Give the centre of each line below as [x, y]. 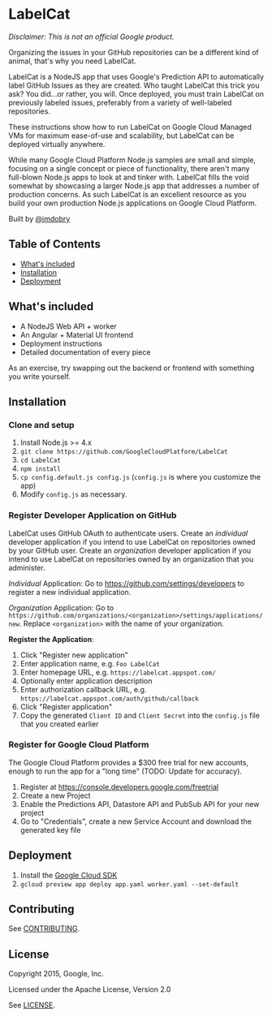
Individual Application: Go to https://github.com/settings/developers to [127, 583]
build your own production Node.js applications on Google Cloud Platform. [133, 203]
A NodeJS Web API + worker [69, 326]
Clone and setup [41, 424]
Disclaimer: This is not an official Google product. [91, 37]
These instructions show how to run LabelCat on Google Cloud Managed [130, 127]
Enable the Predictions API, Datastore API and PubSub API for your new [140, 804]
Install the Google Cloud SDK [69, 875]
